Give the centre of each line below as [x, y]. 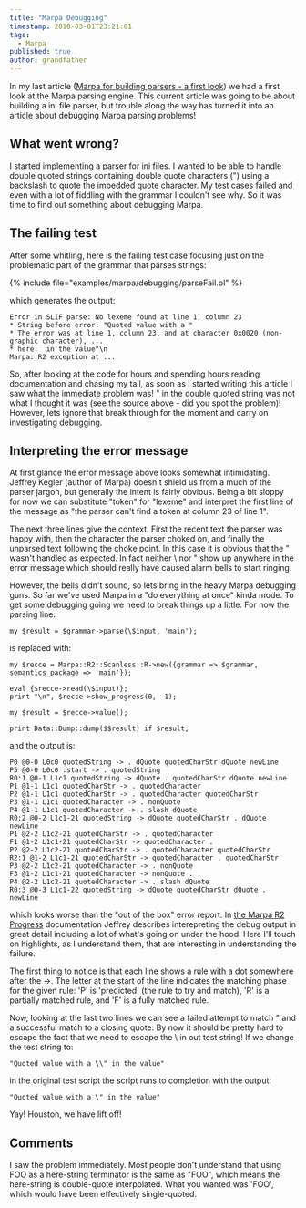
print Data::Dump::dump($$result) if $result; [99, 729]
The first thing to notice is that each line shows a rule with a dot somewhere [152, 971]
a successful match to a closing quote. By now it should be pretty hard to [147, 1027]
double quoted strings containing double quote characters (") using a [139, 175]
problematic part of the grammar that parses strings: [108, 264]
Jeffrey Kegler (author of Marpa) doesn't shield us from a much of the [141, 482]
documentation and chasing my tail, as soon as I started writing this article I [151, 383]
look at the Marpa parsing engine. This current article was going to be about [153, 96]
